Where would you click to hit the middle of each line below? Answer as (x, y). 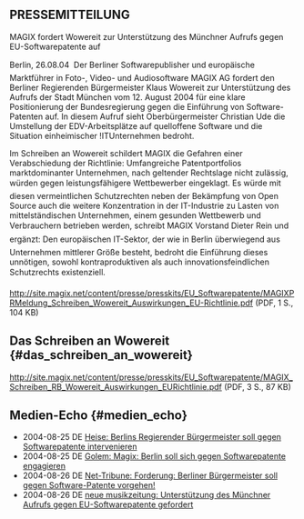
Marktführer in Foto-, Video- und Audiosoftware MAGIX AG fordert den (142, 77)
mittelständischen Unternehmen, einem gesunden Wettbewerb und (135, 215)
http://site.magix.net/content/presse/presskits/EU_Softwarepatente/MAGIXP (152, 293)
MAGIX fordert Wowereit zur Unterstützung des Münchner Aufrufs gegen (147, 36)
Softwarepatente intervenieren (80, 447)
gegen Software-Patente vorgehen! (89, 485)
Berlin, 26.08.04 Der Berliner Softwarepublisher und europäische (132, 65)
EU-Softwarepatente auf (55, 46)
